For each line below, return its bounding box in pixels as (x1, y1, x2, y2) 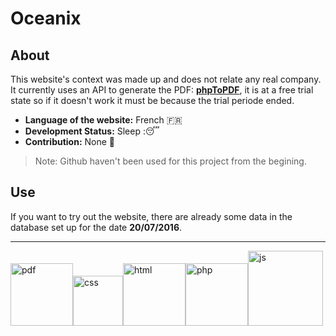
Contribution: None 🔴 (24, 136, 116, 147)
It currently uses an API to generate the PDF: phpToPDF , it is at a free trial (10, 84, 314, 96)
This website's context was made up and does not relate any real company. (10, 73, 322, 85)
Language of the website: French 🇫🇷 (24, 114, 183, 126)
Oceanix (10, 7, 82, 30)
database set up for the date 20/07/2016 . (10, 221, 183, 233)
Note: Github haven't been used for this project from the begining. (34, 155, 307, 167)
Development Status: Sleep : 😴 (24, 125, 160, 137)
